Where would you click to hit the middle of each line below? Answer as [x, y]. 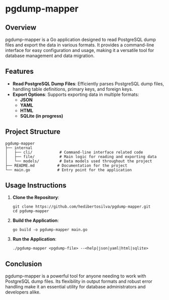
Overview [21, 28]
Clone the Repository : [36, 197]
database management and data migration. [50, 56]
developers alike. [23, 292]
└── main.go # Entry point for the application [69, 170]
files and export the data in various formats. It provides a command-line [80, 45]
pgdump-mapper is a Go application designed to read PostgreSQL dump [81, 39]
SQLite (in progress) [42, 116]
